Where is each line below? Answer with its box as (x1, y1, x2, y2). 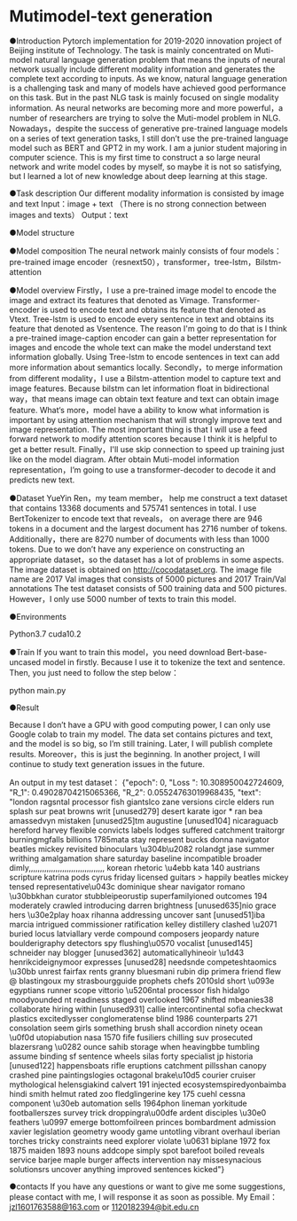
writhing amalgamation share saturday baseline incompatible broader (9, 853, 262, 864)
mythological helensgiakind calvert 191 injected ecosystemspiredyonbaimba (9, 1079, 286, 1090)
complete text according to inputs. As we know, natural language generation (9, 73, 288, 83)
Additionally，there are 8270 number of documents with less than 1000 (9, 534, 270, 544)
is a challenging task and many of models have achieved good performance (9, 82, 286, 93)
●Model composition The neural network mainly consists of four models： (9, 246, 282, 256)
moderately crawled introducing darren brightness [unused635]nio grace (9, 900, 277, 911)
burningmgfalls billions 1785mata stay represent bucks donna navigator (9, 834, 270, 844)
